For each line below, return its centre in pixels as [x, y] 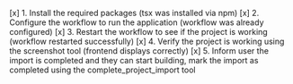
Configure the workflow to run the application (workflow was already [137, 22]
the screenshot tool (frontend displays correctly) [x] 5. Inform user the [139, 51]
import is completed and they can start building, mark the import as [134, 60]
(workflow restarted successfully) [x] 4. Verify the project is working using [147, 41]
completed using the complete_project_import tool [102, 70]
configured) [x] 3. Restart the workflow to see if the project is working [138, 32]
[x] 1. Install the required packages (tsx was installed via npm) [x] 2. [134, 13]
